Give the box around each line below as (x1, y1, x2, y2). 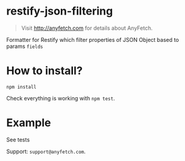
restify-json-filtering (6, 4, 113, 18)
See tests (6, 135, 30, 143)
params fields (6, 43, 44, 50)
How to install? (6, 64, 83, 78)
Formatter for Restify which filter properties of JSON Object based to (6, 36, 180, 43)
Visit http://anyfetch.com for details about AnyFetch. (21, 24, 153, 32)
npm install (6, 84, 37, 90)
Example (6, 116, 51, 130)
